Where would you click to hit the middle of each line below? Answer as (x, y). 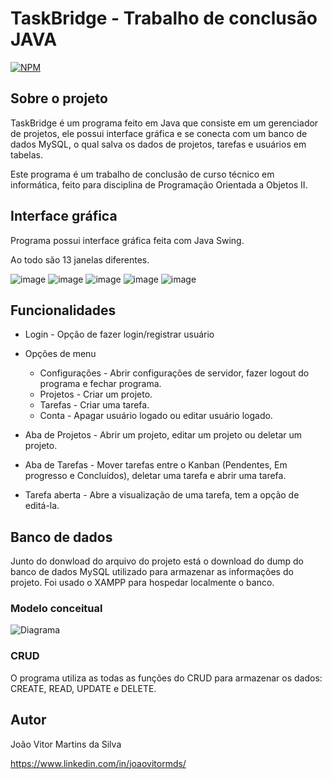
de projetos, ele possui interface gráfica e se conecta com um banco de (159, 133)
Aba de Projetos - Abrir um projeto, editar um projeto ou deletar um (163, 435)
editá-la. (42, 506)
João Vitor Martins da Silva (66, 744)
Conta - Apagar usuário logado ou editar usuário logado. (156, 416)
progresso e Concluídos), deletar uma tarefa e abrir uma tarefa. (155, 476)
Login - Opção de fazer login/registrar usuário (119, 334)
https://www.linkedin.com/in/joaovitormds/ (98, 763)
